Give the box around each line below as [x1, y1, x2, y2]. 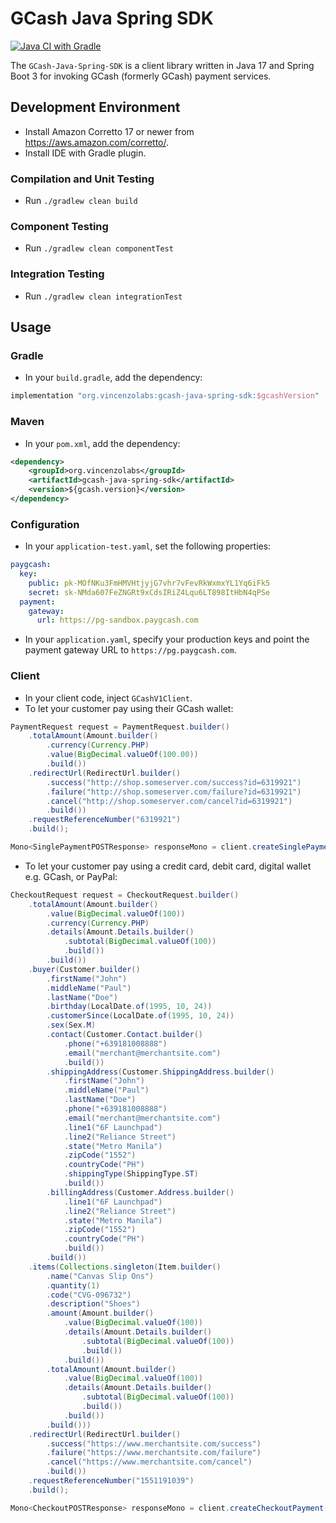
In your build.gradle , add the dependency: [24, 372, 203, 384]
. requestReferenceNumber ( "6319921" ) [28, 815, 182, 825]
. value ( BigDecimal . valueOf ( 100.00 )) [46, 750, 199, 760]
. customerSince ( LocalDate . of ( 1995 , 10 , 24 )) [46, 1011, 235, 1021]
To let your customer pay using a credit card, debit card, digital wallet [24, 860, 312, 872]
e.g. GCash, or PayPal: [24, 870, 118, 882]
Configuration [10, 517, 80, 531]
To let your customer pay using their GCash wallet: [24, 702, 234, 714]
